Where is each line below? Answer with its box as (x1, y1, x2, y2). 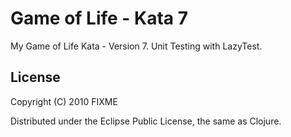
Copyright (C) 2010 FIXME (10, 95, 118, 107)
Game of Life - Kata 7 (10, 7, 189, 30)
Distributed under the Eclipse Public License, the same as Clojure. (10, 115, 282, 127)
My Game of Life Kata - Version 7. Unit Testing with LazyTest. (10, 40, 263, 52)
